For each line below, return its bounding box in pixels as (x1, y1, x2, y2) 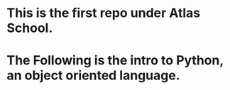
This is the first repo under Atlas (6, 5, 200, 21)
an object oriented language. (6, 67, 180, 84)
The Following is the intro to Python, (6, 52, 224, 69)
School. (6, 20, 53, 36)
